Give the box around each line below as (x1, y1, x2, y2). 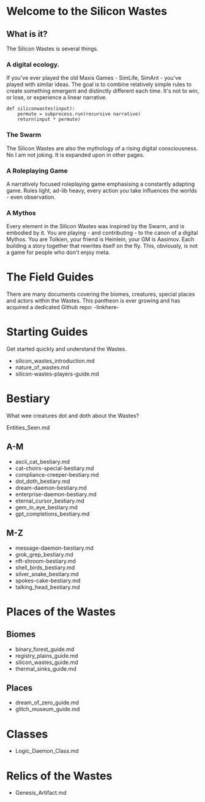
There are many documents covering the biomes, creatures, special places (6, 290, 195, 298)
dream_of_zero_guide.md (15, 699, 80, 706)
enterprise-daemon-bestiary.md (15, 490, 97, 498)
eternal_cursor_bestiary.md (15, 497, 84, 504)
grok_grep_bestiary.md (15, 550, 73, 558)
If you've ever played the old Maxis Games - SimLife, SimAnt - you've (6, 74, 182, 82)
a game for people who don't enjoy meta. (6, 249, 110, 256)
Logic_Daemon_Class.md (15, 747, 79, 755)
